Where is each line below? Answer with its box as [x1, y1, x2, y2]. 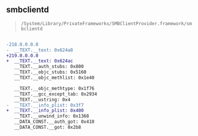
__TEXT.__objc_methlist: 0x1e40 [14, 75, 95, 81]
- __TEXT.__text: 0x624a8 [6, 47, 73, 53]
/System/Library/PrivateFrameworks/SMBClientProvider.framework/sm [20, 20, 192, 26]
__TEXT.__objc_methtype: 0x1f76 [14, 85, 95, 91]
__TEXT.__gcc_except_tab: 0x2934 [14, 91, 97, 97]
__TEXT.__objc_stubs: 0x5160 [14, 69, 86, 75]
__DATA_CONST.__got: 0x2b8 [14, 125, 82, 131]
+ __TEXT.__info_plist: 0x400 [6, 107, 84, 114]
